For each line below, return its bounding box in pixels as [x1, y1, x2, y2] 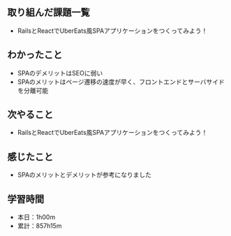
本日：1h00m [17, 213, 56, 221]
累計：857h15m [17, 222, 62, 230]
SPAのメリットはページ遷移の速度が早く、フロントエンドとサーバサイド [17, 78, 225, 86]
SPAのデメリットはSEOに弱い [17, 68, 103, 77]
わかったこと [7, 49, 63, 61]
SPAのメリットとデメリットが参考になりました [17, 170, 152, 179]
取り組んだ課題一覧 [7, 6, 90, 19]
